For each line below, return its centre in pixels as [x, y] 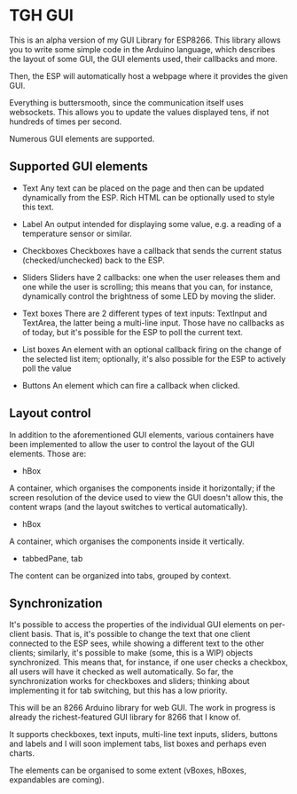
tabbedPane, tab [52, 558]
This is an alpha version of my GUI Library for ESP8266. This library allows [145, 40]
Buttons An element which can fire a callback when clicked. [131, 385]
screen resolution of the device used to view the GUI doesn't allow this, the [146, 497]
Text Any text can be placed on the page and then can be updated [143, 188]
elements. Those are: [48, 453]
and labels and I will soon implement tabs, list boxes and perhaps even [138, 744]
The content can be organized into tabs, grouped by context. [121, 575]
